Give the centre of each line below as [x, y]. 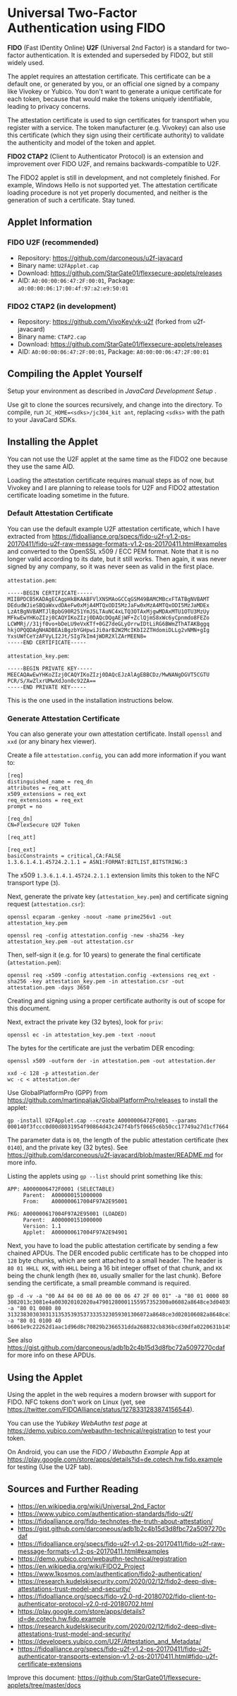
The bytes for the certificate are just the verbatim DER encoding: [101, 1048]
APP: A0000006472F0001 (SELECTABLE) [61, 1189]
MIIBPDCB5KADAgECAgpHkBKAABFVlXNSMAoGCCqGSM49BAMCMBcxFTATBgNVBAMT [109, 599]
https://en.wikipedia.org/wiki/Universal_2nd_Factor [91, 1506]
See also [20, 1340]
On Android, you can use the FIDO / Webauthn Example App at [99, 1451]
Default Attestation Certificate [60, 513]
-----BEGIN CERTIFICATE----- [50, 593]
